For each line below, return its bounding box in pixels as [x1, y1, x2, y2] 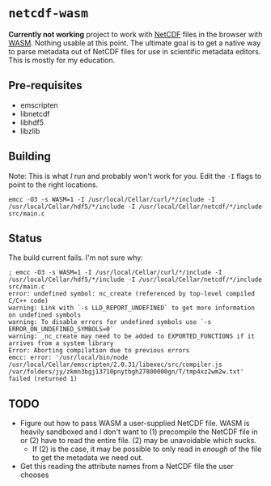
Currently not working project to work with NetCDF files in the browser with [8, 29, 263, 39]
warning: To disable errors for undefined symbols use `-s [8, 318, 212, 326]
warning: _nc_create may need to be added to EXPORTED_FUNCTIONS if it [8, 332, 255, 341]
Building [8, 150, 51, 164]
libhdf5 [19, 117, 44, 127]
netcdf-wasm [8, 6, 89, 21]
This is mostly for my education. [8, 55, 116, 65]
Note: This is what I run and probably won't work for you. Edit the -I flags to [8, 171, 262, 181]
